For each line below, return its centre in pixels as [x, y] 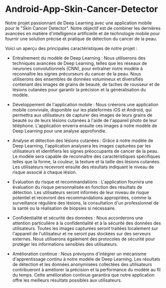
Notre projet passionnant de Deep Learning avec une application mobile [79, 23]
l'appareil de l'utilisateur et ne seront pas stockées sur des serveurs [82, 233]
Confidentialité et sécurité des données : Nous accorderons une [78, 217]
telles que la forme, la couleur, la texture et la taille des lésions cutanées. [86, 161]
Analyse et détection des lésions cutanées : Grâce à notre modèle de [83, 141]
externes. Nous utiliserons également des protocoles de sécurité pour [83, 239]
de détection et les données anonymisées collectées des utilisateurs [82, 264]
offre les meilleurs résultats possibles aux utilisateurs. [67, 280]
